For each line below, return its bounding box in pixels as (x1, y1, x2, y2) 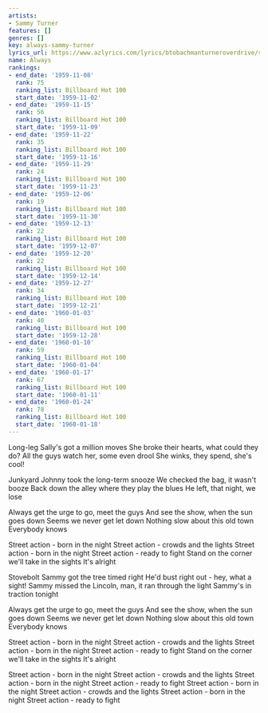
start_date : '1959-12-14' (15, 272, 102, 280)
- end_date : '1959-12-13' (8, 220, 94, 228)
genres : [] (8, 34, 45, 42)
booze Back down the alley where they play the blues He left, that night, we (8, 483, 256, 492)
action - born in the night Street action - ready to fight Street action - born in (8, 678, 259, 687)
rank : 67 (15, 376, 45, 384)
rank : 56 (15, 109, 45, 117)
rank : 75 (15, 78, 45, 86)
